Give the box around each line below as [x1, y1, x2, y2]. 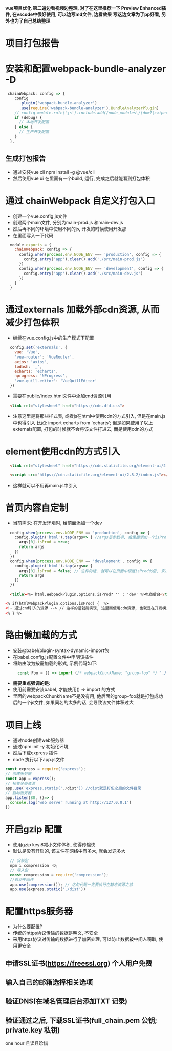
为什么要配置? [12, 923, 42, 930]
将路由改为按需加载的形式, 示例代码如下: [12, 660, 98, 666]
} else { [14, 124, 33, 130]
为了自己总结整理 [14, 18, 50, 24]
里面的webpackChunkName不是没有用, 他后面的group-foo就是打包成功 [12, 693, 163, 699]
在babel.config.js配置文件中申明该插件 [12, 654, 94, 660]
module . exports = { [10, 242, 52, 247]
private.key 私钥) [5, 1025, 60, 1034]
